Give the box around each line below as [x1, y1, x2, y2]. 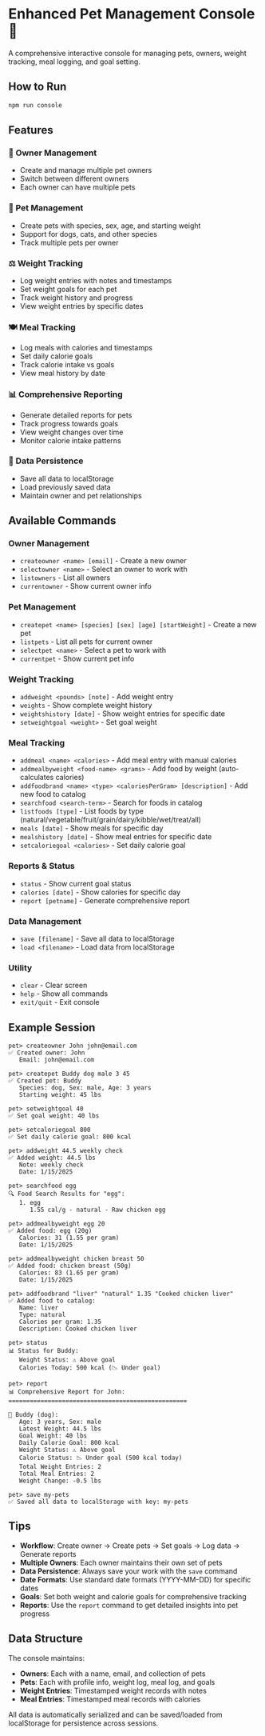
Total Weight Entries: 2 [18, 1463, 102, 1471]
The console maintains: [8, 1653, 85, 1662]
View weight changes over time [19, 427, 124, 437]
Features [8, 123, 53, 137]
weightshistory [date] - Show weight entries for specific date [19, 709, 226, 718]
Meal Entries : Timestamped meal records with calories [19, 1694, 201, 1704]
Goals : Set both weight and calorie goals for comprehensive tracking [19, 1591, 247, 1601]
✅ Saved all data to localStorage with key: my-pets [8, 1498, 189, 1506]
